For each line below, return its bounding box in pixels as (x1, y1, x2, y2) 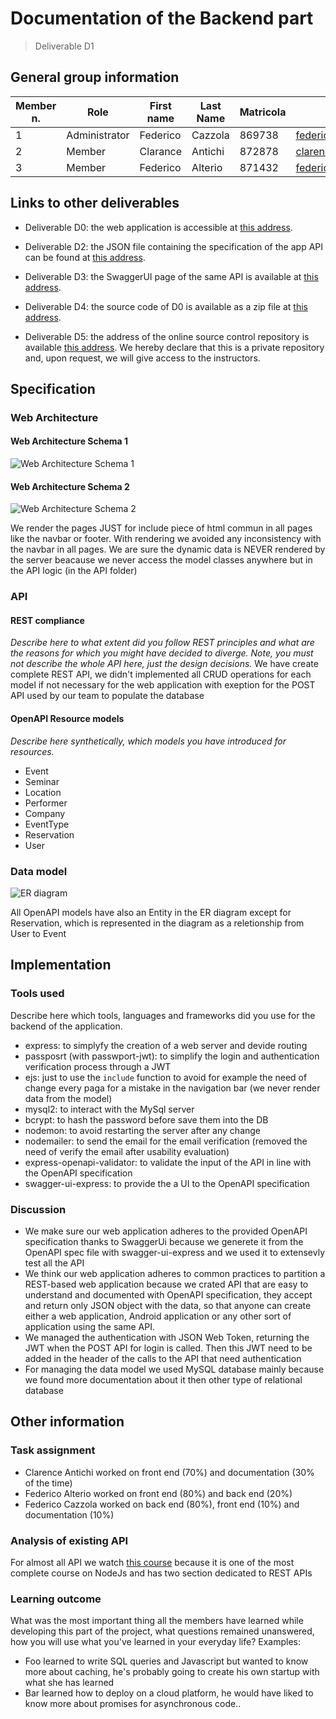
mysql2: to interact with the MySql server (24, 1103, 195, 1115)
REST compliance (10, 614, 85, 626)
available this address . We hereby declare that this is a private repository (24, 341, 325, 353)
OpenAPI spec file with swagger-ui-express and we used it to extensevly (24, 1246, 326, 1258)
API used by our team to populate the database (10, 690, 205, 702)
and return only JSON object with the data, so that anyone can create (24, 1299, 312, 1311)
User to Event (10, 927, 67, 939)
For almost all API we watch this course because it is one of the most (10, 1556, 295, 1568)
